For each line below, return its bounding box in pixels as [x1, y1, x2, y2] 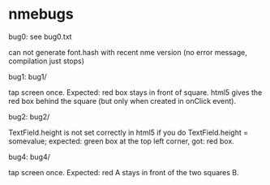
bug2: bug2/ [8, 111, 50, 122]
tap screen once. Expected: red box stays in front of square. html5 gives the [8, 87, 263, 97]
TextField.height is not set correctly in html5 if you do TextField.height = [8, 127, 249, 137]
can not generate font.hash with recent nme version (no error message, [8, 47, 247, 57]
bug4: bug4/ [8, 152, 50, 161]
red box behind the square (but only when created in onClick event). [8, 96, 237, 105]
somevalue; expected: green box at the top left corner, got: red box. [8, 136, 235, 146]
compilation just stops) [8, 56, 85, 66]
